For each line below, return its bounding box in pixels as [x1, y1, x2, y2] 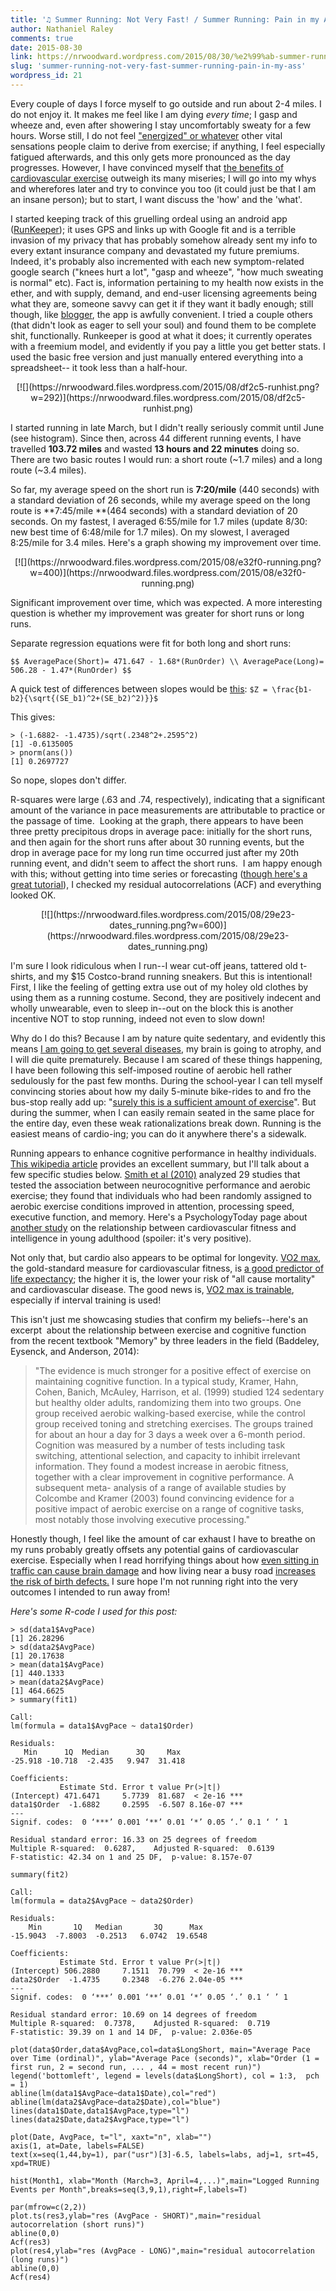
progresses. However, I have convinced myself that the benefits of [10, 161, 285, 173]
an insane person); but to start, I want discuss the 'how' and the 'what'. [10, 193, 303, 205]
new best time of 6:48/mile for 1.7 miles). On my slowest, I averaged [10, 526, 290, 538]
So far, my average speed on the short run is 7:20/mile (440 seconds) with [10, 483, 320, 495]
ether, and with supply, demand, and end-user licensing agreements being [10, 287, 318, 299]
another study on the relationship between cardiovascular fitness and [10, 1221, 297, 1233]
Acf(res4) [10, 2272, 52, 2282]
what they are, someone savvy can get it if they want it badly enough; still [10, 297, 314, 310]
